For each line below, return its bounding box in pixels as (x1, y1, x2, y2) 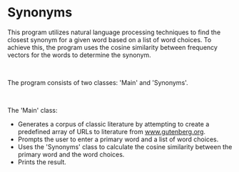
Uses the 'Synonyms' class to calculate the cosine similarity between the (17, 142, 233, 151)
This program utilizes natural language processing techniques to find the (7, 28, 221, 36)
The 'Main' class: (7, 106, 58, 114)
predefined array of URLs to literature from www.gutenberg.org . (17, 127, 205, 136)
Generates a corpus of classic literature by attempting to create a (17, 119, 210, 128)
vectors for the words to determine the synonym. (7, 51, 151, 59)
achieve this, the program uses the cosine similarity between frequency (7, 43, 218, 51)
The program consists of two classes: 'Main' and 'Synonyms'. (7, 78, 188, 86)
